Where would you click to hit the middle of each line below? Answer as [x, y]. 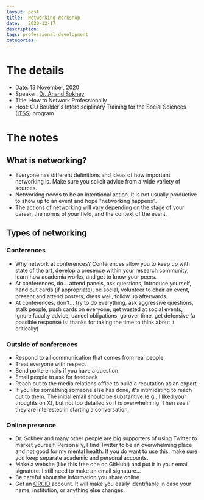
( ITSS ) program [34, 113]
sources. [26, 188]
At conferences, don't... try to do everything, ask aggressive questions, [104, 302]
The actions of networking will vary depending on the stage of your [100, 207]
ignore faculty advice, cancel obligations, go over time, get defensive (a [105, 315]
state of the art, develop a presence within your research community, [102, 270]
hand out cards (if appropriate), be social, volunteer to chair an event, [102, 290]
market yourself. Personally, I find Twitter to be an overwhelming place [104, 445]
